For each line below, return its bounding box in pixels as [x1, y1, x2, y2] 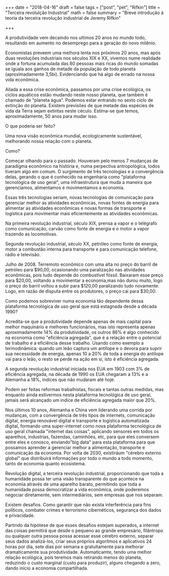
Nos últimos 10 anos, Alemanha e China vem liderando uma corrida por [5, 407, 152, 413]
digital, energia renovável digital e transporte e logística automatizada [5, 418, 149, 423]
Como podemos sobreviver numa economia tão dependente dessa [5, 298, 144, 304]
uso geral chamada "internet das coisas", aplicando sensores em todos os [5, 428, 159, 434]
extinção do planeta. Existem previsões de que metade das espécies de [5, 103, 154, 108]
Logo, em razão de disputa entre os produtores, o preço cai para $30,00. [5, 288, 157, 294]
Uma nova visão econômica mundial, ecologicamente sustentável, [5, 133, 142, 138]
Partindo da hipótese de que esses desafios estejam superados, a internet [5, 522, 159, 528]
